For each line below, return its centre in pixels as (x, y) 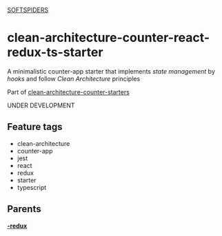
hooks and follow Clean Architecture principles (74, 78)
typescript (32, 187)
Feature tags (35, 127)
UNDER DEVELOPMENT (41, 105)
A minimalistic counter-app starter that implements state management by (111, 71)
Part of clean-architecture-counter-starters (68, 92)
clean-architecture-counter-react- (109, 38)
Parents (24, 209)
